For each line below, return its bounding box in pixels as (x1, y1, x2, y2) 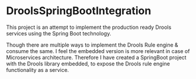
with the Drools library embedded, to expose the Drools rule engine (6, 60, 171, 67)
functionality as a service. (6, 66, 69, 73)
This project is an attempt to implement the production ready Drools (6, 24, 172, 31)
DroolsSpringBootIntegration (6, 4, 152, 18)
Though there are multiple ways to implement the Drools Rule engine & (6, 41, 179, 48)
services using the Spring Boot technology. (6, 29, 111, 37)
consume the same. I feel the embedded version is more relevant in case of (6, 47, 190, 54)
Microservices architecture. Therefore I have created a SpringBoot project (6, 54, 187, 61)
